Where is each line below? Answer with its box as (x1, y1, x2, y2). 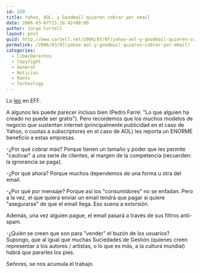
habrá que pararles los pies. (6, 249, 75, 256)
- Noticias (11, 70, 39, 76)
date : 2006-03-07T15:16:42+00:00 (6, 20, 89, 26)
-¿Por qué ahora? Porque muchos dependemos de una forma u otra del (6, 170, 182, 176)
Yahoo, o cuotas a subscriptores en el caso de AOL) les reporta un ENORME (6, 128, 193, 135)
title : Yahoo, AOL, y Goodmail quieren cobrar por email (6, 14, 151, 20)
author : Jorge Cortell (6, 25, 62, 32)
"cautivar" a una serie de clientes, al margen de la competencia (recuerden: (6, 152, 192, 159)
